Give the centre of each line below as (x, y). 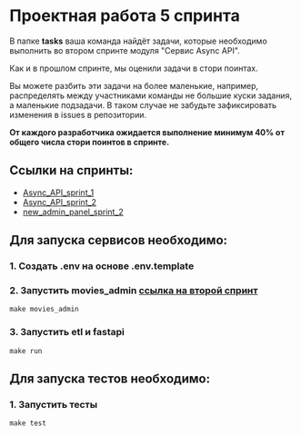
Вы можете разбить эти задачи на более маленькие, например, (134, 85)
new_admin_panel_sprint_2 (73, 212)
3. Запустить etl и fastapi (67, 332)
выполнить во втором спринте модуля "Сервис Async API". (125, 50)
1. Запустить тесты (54, 404)
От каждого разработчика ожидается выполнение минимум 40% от (147, 132)
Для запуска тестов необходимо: (110, 379)
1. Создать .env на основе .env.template (102, 266)
